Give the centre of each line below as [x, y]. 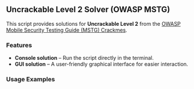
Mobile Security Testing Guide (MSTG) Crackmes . [67, 30]
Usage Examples [31, 80]
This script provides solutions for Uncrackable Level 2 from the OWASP [93, 23]
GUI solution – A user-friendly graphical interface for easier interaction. [101, 64]
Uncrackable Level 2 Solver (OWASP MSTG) [88, 10]
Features [19, 45]
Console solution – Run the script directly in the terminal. [84, 58]
